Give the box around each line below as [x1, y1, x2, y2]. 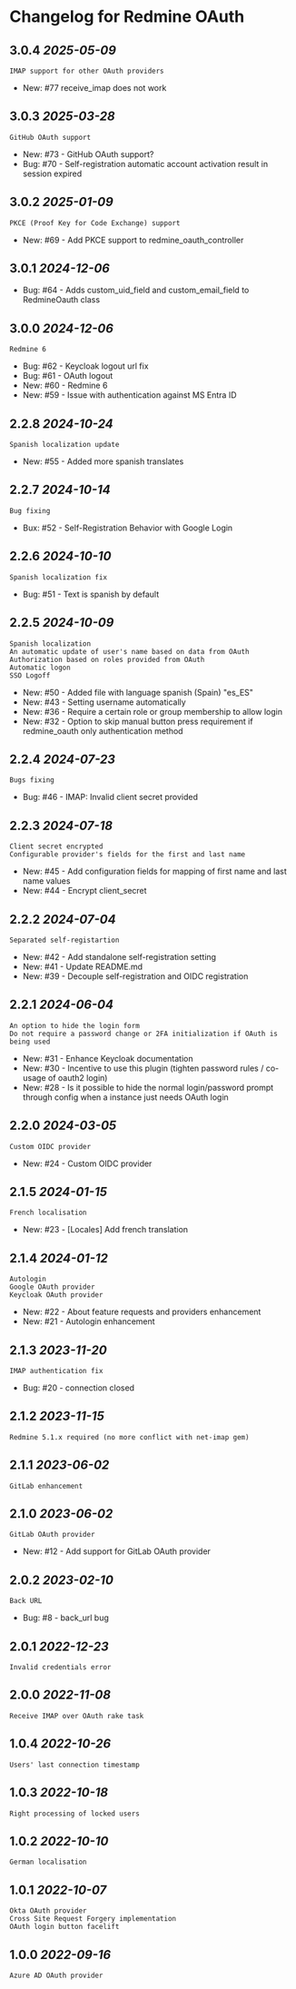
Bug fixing [9, 506, 51, 515]
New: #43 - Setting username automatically [22, 697, 186, 708]
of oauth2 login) [48, 1072, 108, 1083]
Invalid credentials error [9, 1663, 112, 1672]
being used [9, 1037, 51, 1046]
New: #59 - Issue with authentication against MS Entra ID [22, 390, 238, 401]
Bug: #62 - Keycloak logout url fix [22, 361, 149, 371]
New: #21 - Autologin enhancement [22, 1316, 156, 1327]
